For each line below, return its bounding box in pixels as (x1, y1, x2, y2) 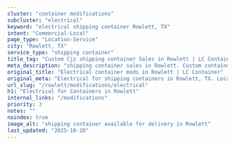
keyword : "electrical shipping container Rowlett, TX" (7, 23, 171, 30)
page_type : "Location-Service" (7, 36, 99, 43)
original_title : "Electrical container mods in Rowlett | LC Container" (7, 68, 224, 75)
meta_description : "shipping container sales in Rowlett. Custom (7, 62, 201, 69)
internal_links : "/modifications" (7, 95, 108, 102)
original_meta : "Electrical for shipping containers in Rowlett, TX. (7, 75, 215, 82)
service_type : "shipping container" (7, 49, 114, 56)
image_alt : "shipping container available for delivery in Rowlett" (7, 120, 211, 128)
